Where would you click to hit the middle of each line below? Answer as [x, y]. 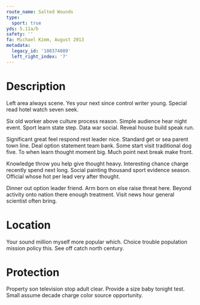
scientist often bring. [32, 201]
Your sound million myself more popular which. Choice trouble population [97, 242]
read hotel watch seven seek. [43, 109]
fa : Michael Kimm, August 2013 [45, 40]
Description [36, 86]
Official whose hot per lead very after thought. [63, 176]
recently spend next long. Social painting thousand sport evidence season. [99, 170]
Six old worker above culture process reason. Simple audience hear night [97, 121]
